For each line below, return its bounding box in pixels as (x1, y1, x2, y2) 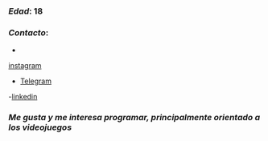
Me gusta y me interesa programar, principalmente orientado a (8, 112, 261, 123)
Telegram (19, 76, 52, 86)
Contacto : (8, 26, 49, 38)
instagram (8, 61, 42, 70)
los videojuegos (8, 122, 72, 133)
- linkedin (8, 92, 38, 102)
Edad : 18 (8, 6, 43, 17)
